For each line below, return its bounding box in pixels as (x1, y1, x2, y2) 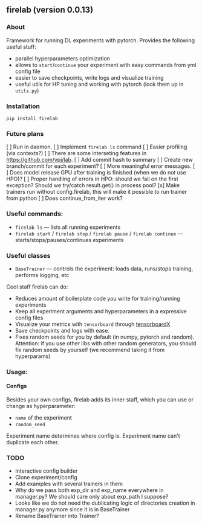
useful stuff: (6, 43, 36, 50)
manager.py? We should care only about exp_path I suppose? (15, 493, 169, 500)
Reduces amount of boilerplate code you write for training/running (15, 295, 180, 302)
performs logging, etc (15, 271, 70, 278)
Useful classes (6, 251, 51, 260)
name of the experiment (15, 414, 73, 421)
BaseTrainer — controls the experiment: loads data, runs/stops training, (15, 265, 194, 272)
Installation (6, 102, 41, 110)
